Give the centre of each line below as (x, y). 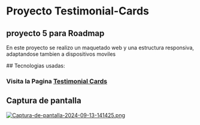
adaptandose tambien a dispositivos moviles (61, 54)
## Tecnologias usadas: (36, 66)
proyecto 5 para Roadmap (55, 33)
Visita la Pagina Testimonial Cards (57, 81)
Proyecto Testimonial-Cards (78, 11)
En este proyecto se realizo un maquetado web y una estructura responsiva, (100, 47)
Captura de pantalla (44, 101)
